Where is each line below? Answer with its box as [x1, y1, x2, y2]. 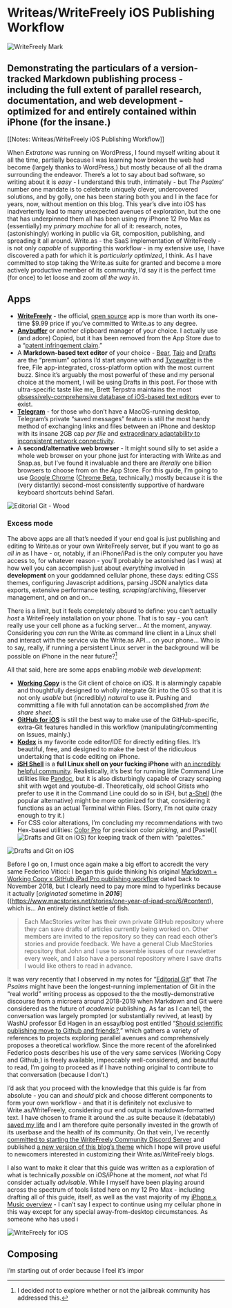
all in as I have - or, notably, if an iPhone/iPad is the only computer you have [7, 549, 223, 558]
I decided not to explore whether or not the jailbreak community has [17, 1287, 211, 1295]
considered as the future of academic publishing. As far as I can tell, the [7, 1004, 213, 1013]
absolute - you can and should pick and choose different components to [7, 1091, 213, 1099]
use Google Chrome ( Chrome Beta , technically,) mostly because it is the [17, 473, 223, 481]
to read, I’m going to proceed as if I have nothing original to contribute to [7, 1063, 214, 1071]
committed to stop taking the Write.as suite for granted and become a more [7, 258, 222, 267]
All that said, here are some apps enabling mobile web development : [7, 665, 202, 674]
